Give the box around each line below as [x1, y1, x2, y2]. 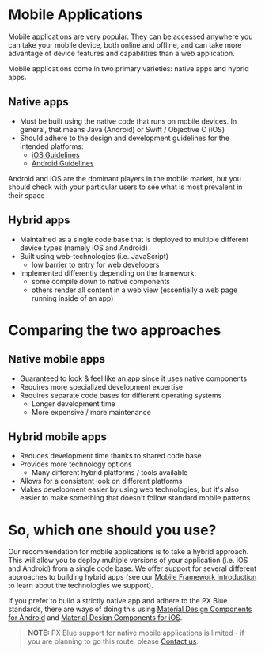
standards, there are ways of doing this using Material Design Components [8, 604, 252, 614]
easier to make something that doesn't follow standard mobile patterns [19, 493, 251, 503]
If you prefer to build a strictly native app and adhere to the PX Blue [8, 596, 228, 606]
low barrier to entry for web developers [31, 260, 160, 269]
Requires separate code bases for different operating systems [19, 390, 222, 400]
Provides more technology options [19, 459, 132, 469]
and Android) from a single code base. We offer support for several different [8, 564, 257, 573]
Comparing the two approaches [8, 321, 221, 339]
